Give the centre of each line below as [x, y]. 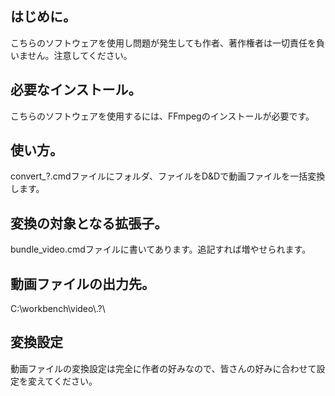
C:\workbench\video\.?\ [58, 309]
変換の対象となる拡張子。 [89, 223]
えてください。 [67, 381]
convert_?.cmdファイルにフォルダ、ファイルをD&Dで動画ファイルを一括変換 [168, 176]
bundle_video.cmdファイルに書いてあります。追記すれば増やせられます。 [161, 249]
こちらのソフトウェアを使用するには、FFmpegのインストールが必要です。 [162, 116]
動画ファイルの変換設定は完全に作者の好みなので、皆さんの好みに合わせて [163, 368]
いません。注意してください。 [71, 55]
